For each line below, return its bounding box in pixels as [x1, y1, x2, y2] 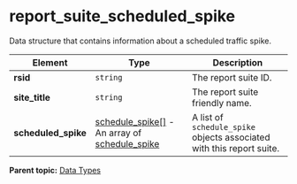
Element [32, 56, 68, 68]
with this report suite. [191, 142, 280, 154]
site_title [13, 91, 51, 103]
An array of [95, 126, 142, 139]
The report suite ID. [191, 71, 272, 83]
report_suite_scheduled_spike [9, 6, 236, 27]
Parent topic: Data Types [9, 165, 102, 175]
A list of [191, 111, 224, 123]
